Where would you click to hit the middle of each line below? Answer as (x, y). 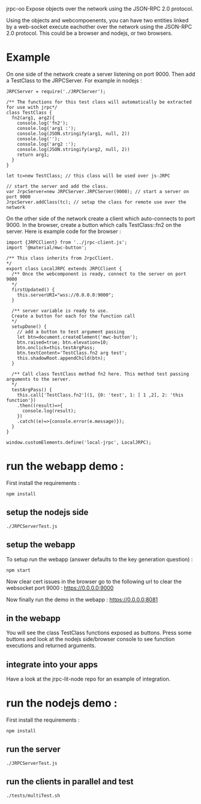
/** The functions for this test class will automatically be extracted (99, 102)
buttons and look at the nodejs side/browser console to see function (91, 639)
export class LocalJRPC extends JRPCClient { (64, 268)
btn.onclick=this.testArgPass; (56, 348)
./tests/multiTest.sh (33, 796)
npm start (19, 570)
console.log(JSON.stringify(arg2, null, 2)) (73, 149)
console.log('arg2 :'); (47, 144)
